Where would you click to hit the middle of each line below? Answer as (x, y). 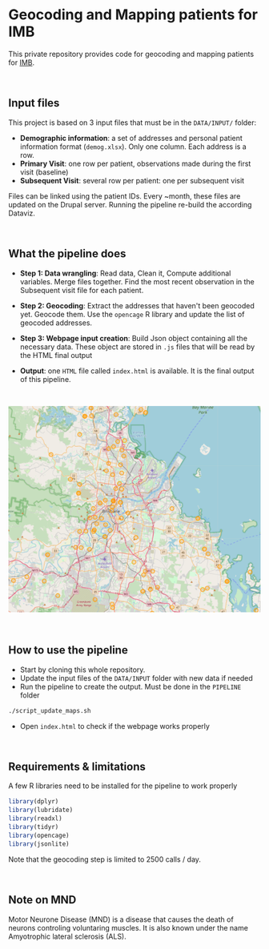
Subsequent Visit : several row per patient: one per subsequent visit (132, 180)
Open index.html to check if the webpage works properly (115, 726)
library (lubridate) (41, 810)
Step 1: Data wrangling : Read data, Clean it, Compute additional (125, 273)
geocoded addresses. (56, 323)
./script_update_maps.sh (50, 710)
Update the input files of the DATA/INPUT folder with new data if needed (137, 678)
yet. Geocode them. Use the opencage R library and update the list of (132, 314)
